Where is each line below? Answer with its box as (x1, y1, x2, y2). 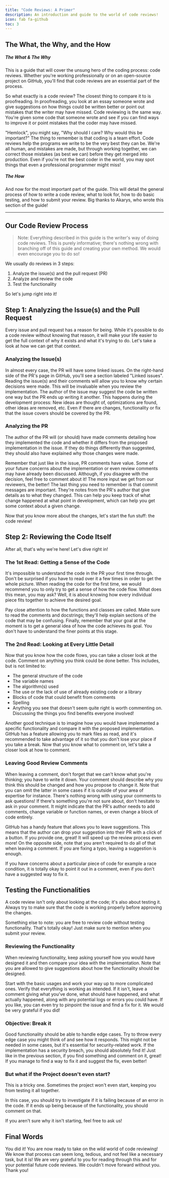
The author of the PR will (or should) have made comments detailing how (5, 434, 156, 440)
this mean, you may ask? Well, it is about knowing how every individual (5, 591, 152, 597)
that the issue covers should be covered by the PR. (5, 410, 111, 416)
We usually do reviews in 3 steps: (5, 261, 74, 267)
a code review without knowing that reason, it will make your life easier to (5, 332, 157, 338)
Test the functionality (12, 281, 57, 287)
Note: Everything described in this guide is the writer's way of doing (17, 235, 159, 241)
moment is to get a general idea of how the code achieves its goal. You (5, 623, 152, 629)
